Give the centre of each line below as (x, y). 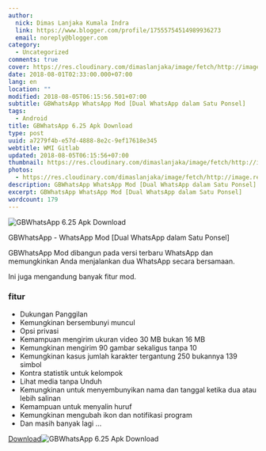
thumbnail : (26, 163)
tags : (17, 112)
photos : (21, 170)
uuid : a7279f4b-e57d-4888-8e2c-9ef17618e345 (83, 140)
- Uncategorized (42, 52)
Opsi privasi (39, 331)
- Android (31, 119)
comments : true (33, 60)
